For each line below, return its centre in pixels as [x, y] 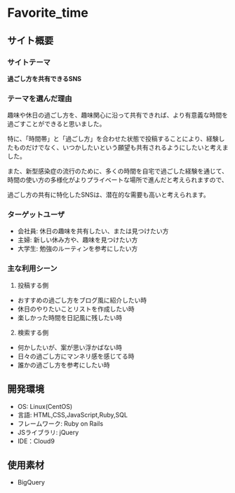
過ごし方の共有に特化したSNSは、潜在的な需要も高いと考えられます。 [109, 195]
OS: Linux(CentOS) [45, 406]
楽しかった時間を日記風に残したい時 [70, 317]
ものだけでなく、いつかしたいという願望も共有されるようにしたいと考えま [121, 148]
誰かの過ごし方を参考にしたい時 [63, 365]
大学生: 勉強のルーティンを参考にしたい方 [78, 249]
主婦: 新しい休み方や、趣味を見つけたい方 [78, 240]
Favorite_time [48, 13]
